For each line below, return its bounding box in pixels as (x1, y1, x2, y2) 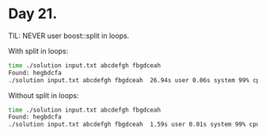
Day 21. (8, 5, 58, 23)
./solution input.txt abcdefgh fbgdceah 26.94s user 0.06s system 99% (8, 76, 249, 84)
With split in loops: (8, 46, 69, 55)
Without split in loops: (8, 90, 79, 100)
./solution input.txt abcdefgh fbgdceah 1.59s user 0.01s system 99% (8, 120, 246, 129)
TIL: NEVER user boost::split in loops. (8, 31, 130, 40)
